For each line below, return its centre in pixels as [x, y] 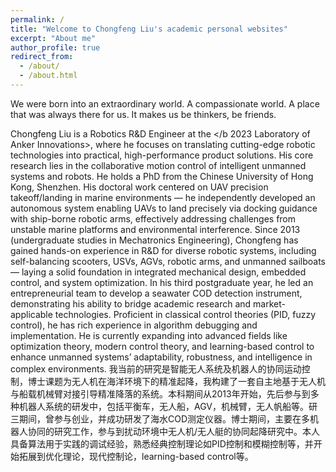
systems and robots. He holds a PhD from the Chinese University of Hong [162, 176]
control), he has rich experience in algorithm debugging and [134, 325]
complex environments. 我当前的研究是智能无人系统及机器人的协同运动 [156, 368]
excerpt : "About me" [53, 38]
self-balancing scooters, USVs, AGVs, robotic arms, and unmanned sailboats [168, 261]
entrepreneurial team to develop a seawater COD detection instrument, [156, 293]
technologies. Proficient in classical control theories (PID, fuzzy [185, 314]
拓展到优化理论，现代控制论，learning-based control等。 [136, 456]
